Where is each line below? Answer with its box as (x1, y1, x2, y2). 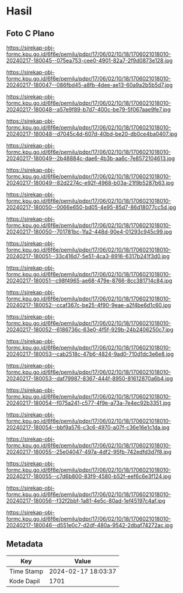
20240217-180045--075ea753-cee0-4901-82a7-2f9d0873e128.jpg (6, 57, 173, 64)
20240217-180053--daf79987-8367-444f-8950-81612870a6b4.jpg (6, 375, 173, 382)
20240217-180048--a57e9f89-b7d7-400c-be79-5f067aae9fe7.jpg (6, 106, 171, 113)
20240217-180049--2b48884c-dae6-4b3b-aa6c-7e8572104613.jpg (6, 155, 175, 162)
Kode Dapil (9, 577, 40, 585)
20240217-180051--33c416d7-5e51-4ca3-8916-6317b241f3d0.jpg (6, 253, 170, 259)
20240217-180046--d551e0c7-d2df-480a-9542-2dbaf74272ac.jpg (6, 522, 173, 529)
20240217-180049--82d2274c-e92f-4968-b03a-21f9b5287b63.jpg (6, 179, 174, 186)
